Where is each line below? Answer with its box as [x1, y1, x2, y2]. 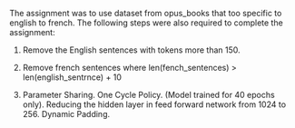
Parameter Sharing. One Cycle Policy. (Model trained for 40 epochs [22, 90, 275, 100]
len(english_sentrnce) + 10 [22, 72, 123, 83]
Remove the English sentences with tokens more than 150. [22, 44, 241, 55]
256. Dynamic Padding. [22, 109, 111, 119]
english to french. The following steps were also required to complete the [9, 17, 283, 28]
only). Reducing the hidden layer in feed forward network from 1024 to [22, 99, 287, 110]
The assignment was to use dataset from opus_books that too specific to [9, 8, 282, 18]
